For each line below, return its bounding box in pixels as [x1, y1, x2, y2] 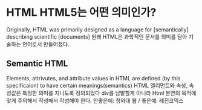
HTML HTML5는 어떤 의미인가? [6, 5, 157, 19]
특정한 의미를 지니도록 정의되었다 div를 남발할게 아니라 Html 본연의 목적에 [22, 89, 197, 97]
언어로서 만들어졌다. [22, 40, 70, 48]
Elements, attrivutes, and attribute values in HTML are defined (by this [6, 74, 181, 82]
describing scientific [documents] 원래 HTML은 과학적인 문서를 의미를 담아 [6, 33, 187, 40]
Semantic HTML [6, 59, 68, 69]
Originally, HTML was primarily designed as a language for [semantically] [6, 25, 189, 33]
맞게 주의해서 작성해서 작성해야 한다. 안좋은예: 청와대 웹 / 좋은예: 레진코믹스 [6, 97, 184, 104]
